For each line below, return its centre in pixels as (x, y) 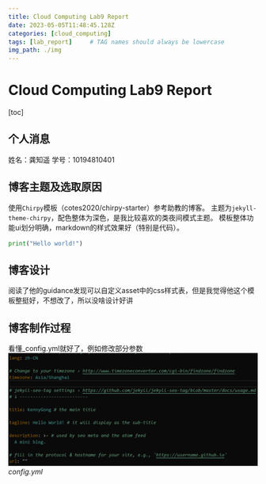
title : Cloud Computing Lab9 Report (68, 17)
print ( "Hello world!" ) (46, 243)
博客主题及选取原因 (55, 187)
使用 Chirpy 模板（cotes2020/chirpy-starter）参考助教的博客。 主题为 (120, 208)
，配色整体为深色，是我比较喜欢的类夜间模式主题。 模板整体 (148, 217)
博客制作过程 (40, 328)
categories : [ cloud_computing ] (60, 33)
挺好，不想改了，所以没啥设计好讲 (77, 300)
